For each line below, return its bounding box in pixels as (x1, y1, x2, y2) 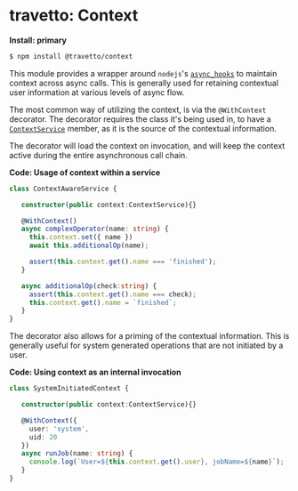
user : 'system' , (28, 424, 90, 433)
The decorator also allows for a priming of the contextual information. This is (9, 331, 290, 342)
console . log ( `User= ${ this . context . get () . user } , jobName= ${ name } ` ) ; (28, 457, 285, 467)
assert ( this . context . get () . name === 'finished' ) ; (28, 257, 217, 267)
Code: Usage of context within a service (9, 166, 161, 178)
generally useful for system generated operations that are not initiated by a (9, 340, 284, 351)
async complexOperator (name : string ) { (20, 224, 169, 234)
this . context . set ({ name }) (28, 233, 133, 242)
